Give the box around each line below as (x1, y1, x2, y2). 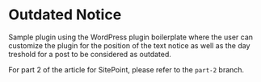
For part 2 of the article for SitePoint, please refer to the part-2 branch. (8, 64, 245, 74)
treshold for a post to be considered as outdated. (8, 49, 172, 59)
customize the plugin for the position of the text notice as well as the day (8, 40, 250, 50)
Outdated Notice (8, 6, 122, 24)
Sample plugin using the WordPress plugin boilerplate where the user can (8, 32, 253, 42)
